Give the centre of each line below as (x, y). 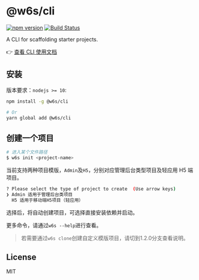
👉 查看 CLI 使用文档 (32, 52)
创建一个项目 (30, 138)
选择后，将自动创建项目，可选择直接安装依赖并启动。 (72, 212)
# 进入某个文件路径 (27, 152)
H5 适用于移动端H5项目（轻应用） (47, 200)
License (21, 257)
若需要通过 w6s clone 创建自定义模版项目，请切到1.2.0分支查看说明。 (105, 238)
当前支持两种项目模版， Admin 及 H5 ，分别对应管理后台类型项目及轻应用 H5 (96, 170)
